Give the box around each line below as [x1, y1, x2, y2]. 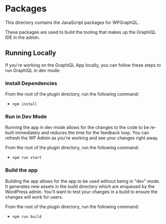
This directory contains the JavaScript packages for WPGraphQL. [5, 19, 140, 25]
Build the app [5, 167, 38, 174]
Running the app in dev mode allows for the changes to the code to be [5, 124, 149, 130]
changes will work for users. [5, 194, 63, 200]
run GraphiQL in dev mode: [5, 67, 61, 73]
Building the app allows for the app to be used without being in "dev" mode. [5, 178, 161, 184]
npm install [12, 102, 37, 107]
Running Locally [5, 49, 56, 57]
